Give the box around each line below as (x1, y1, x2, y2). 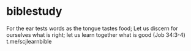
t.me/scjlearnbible (6, 37, 52, 45)
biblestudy (6, 4, 62, 18)
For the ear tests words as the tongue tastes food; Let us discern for (6, 25, 179, 32)
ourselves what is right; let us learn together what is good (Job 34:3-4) (6, 31, 185, 38)
